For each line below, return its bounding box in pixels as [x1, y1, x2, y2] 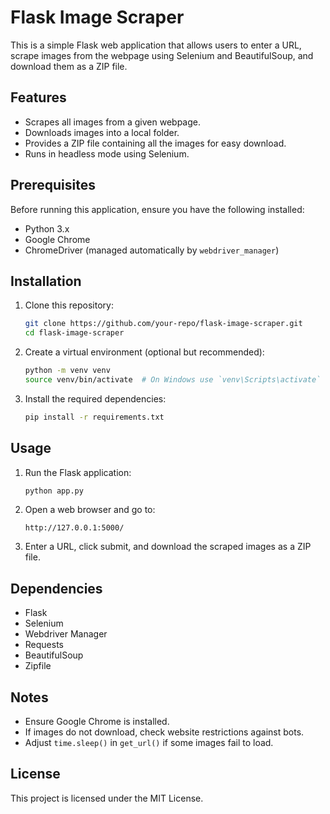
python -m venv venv [24, 366, 111, 376]
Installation [10, 272, 82, 290]
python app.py [24, 486, 84, 496]
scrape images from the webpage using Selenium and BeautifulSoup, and [10, 49, 314, 61]
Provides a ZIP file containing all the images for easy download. [24, 137, 287, 149]
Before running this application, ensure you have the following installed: [10, 203, 305, 215]
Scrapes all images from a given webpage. [24, 116, 201, 128]
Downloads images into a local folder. [24, 126, 180, 138]
